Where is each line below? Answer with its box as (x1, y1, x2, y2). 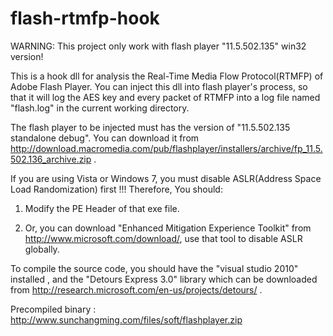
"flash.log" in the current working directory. (10, 102, 190, 114)
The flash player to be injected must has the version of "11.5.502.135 (10, 121, 291, 133)
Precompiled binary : (10, 303, 97, 315)
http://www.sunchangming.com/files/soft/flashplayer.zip (10, 313, 243, 326)
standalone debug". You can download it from (10, 132, 200, 144)
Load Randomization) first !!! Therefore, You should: (10, 183, 223, 195)
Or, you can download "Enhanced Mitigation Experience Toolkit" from (24, 222, 312, 234)
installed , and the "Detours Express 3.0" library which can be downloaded (10, 273, 318, 285)
